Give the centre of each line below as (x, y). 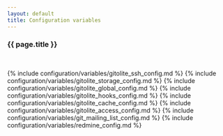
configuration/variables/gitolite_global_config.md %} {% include (99, 88)
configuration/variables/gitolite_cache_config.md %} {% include (99, 103)
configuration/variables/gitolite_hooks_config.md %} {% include (99, 96)
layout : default (31, 14)
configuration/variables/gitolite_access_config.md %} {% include (100, 110)
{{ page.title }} (32, 45)
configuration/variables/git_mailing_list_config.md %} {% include (100, 118)
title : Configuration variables (54, 20)
